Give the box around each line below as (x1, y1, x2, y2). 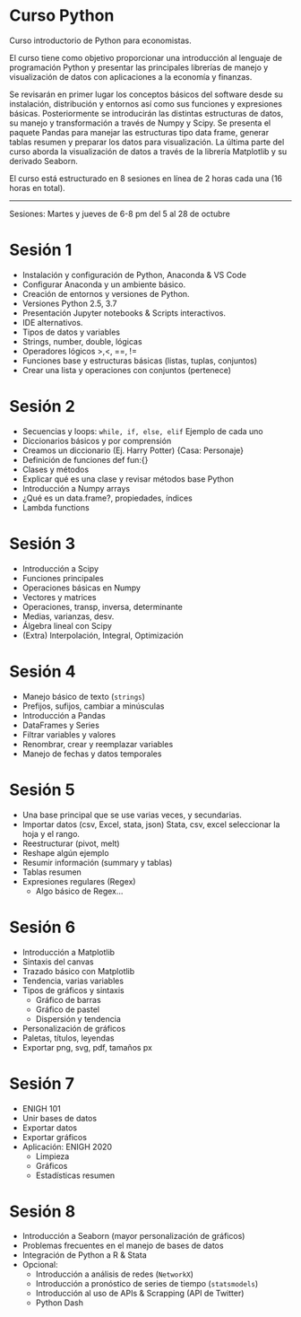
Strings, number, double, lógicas (21, 336, 142, 346)
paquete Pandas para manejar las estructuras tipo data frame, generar (9, 126, 270, 137)
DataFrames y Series (21, 720, 100, 730)
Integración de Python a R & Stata (21, 1250, 147, 1260)
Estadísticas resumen (35, 1170, 116, 1181)
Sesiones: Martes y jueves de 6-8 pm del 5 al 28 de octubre (9, 208, 230, 219)
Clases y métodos (21, 464, 90, 475)
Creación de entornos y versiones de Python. (21, 288, 190, 299)
